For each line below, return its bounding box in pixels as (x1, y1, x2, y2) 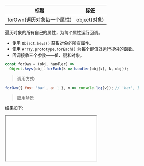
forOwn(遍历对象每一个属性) (7, 16, 72, 23)
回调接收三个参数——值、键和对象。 (12, 52, 85, 58)
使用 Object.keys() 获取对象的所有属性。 (12, 40, 94, 45)
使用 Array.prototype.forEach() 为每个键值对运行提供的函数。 (12, 46, 137, 52)
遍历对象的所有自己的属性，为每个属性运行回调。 (5, 30, 102, 35)
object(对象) (76, 16, 104, 23)
